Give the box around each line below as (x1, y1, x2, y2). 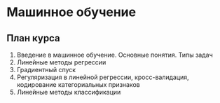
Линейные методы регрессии (16, 58, 106, 67)
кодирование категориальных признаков (16, 81, 141, 88)
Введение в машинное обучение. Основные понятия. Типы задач (16, 50, 213, 59)
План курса (6, 32, 60, 44)
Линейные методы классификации (16, 88, 121, 96)
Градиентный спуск (16, 66, 76, 74)
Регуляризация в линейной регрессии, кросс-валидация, (16, 73, 190, 81)
